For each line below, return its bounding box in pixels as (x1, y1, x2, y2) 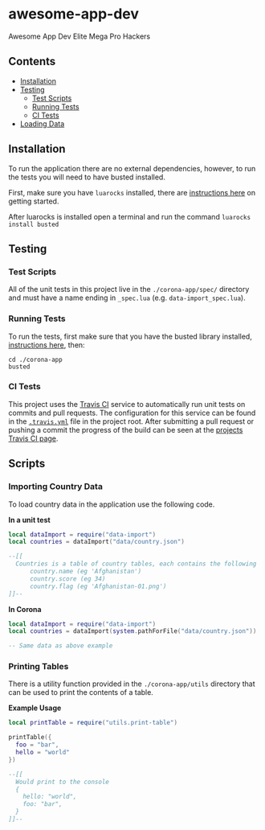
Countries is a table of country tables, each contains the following (15, 560, 257, 568)
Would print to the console (15, 778, 110, 786)
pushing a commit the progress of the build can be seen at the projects (8, 425, 243, 434)
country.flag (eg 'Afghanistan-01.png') (29, 582, 167, 590)
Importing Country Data (8, 481, 103, 492)
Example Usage (8, 703, 62, 713)
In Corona (8, 604, 42, 614)
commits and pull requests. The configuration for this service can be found (8, 408, 256, 417)
